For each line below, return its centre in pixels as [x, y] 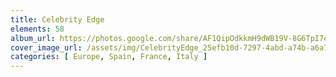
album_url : [33, 38]
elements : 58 [37, 29]
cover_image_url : [46, 47]
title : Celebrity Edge [57, 19]
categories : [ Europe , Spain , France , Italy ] [109, 57]
